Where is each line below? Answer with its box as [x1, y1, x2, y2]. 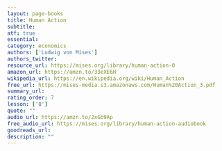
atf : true [7, 29, 36, 37]
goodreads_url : [7, 127, 51, 134]
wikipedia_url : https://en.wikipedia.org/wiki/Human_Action [7, 74, 185, 82]
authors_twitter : [7, 56, 58, 63]
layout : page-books [7, 10, 64, 17]
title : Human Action [7, 17, 67, 24]
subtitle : [7, 23, 36, 30]
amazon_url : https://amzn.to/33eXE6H [7, 68, 117, 75]
